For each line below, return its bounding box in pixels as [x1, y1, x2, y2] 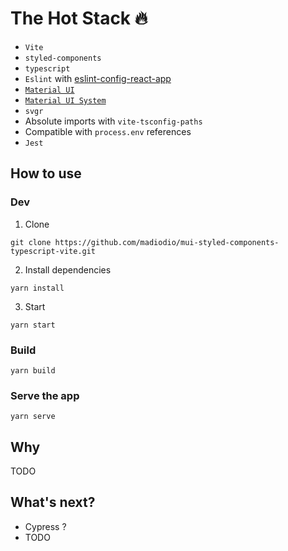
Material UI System [24, 95, 107, 106]
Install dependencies [24, 263, 112, 276]
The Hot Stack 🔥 [10, 7, 148, 30]
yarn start [10, 320, 56, 330]
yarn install [10, 283, 65, 293]
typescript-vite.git [10, 246, 97, 256]
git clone [10, 237, 52, 247]
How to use [10, 165, 82, 182]
